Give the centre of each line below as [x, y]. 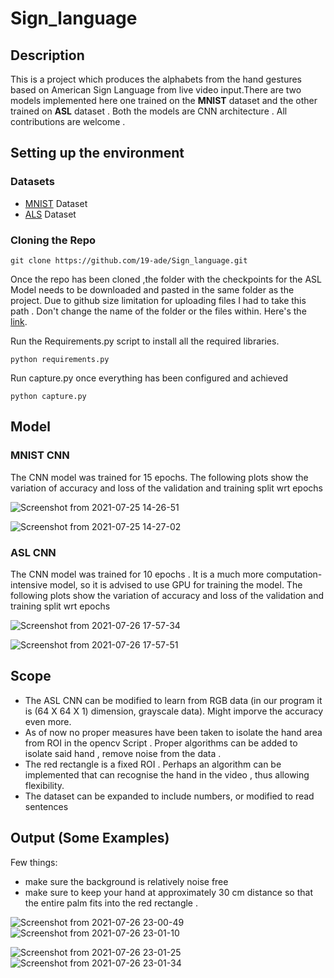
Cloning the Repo [53, 240]
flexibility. [44, 785]
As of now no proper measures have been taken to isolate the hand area [173, 732]
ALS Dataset [50, 214]
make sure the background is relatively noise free [126, 881]
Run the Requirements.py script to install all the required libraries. [145, 341]
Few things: [34, 862]
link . [19, 321]
